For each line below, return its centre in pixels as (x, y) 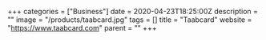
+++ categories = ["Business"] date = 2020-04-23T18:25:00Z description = (133, 11)
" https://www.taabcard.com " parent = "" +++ (82, 28)
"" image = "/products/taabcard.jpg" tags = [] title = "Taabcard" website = (130, 20)
